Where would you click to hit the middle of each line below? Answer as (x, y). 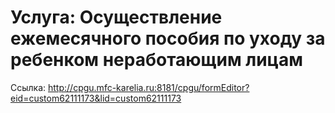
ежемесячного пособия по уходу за (168, 38)
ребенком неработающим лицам (156, 60)
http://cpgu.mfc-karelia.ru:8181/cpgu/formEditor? (149, 87)
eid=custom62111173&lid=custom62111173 (96, 98)
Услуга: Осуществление (116, 17)
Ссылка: (28, 87)
